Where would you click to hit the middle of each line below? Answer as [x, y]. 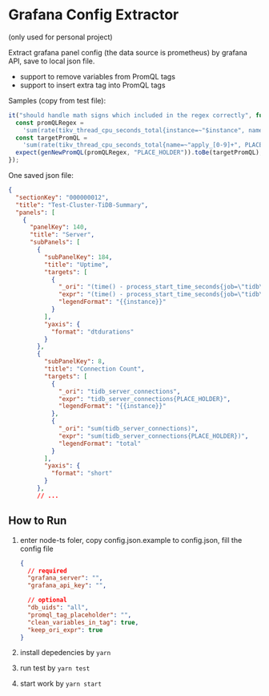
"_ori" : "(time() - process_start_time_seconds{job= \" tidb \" [163, 287]
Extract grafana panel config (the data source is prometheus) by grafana [128, 52]
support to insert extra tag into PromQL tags [92, 85]
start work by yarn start [61, 684]
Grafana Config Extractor [94, 15]
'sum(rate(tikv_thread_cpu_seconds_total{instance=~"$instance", [134, 130]
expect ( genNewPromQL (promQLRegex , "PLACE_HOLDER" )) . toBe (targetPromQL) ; [139, 153]
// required [47, 571]
